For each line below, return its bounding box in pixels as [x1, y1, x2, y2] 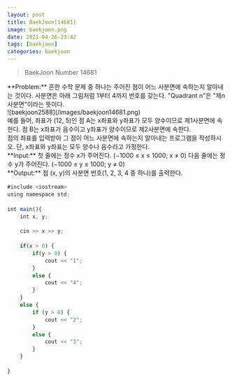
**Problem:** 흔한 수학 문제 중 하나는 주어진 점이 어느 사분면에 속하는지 [7, 82, 205, 91]
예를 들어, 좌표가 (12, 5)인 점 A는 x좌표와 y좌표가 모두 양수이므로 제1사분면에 [7, 116, 215, 124]
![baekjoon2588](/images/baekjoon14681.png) [7, 108, 141, 116]
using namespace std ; [7, 191, 71, 198]
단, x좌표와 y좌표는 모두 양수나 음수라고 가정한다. [16, 143, 150, 150]
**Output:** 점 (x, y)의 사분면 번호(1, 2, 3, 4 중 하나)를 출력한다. [7, 168, 183, 177]
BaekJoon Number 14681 [24, 69, 97, 76]
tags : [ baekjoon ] [7, 41, 58, 48]
